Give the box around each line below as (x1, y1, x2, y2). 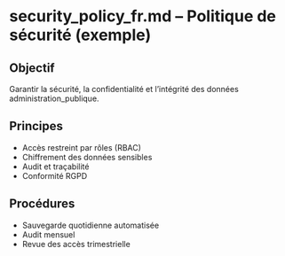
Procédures (9, 197, 75, 212)
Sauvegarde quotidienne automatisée (21, 220, 160, 230)
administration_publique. (9, 93, 99, 104)
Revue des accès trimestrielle (21, 238, 131, 249)
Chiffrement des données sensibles (21, 151, 153, 162)
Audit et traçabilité (21, 161, 90, 172)
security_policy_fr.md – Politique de (9, 6, 277, 27)
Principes (9, 119, 64, 134)
